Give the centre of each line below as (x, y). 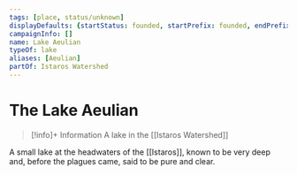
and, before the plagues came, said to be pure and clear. (112, 161)
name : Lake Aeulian (45, 42)
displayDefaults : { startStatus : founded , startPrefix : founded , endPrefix (150, 26)
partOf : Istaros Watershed (59, 67)
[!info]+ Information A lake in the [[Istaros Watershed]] (129, 134)
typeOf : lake (33, 50)
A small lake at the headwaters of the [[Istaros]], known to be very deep (140, 152)
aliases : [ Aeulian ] (45, 58)
